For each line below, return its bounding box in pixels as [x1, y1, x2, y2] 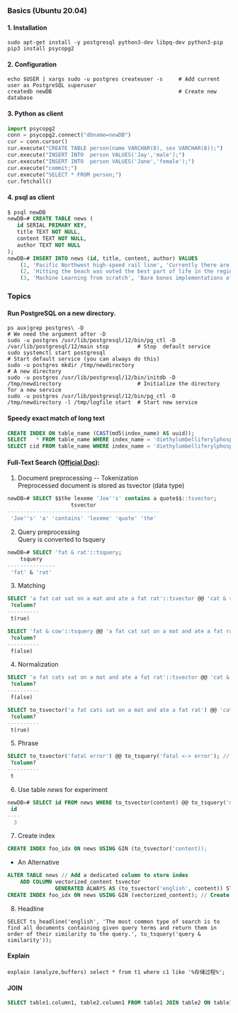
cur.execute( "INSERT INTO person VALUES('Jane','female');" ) [7, 158, 195, 165]
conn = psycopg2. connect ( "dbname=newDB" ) [7, 132, 132, 139]
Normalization [17, 660, 59, 669]
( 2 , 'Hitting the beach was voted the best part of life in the [20, 268, 214, 275]
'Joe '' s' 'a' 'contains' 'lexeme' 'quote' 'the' [10, 515, 157, 522]
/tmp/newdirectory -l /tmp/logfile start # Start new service [7, 399, 198, 406]
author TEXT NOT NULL [16, 242, 81, 249]
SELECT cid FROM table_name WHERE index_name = [7, 443, 151, 450]
